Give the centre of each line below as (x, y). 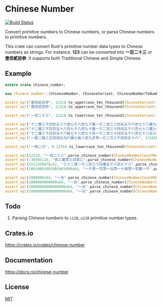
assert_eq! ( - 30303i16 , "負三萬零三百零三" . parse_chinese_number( (69, 160)
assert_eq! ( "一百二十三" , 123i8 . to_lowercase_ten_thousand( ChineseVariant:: (82, 116)
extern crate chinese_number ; (35, 85)
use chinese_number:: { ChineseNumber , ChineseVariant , (60, 94)
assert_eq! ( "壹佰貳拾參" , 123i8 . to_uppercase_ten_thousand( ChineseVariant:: (82, 102)
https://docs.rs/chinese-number (37, 272)
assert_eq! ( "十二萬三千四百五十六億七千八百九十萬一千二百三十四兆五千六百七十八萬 (79, 125)
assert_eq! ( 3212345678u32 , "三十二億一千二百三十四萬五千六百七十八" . (70, 164)
